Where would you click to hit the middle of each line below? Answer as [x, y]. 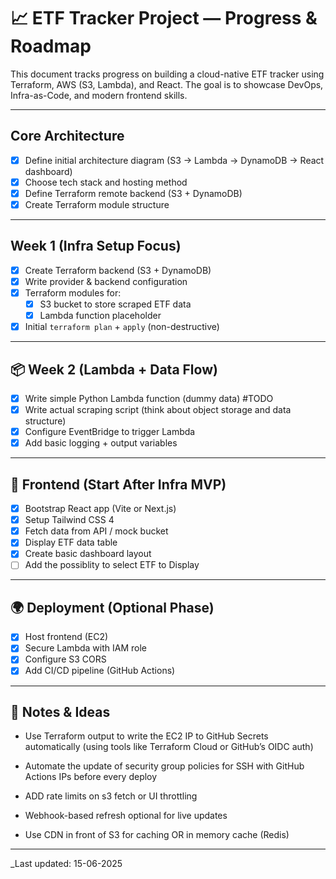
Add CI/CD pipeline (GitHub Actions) [100, 671]
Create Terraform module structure [97, 204]
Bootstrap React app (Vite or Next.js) [100, 509]
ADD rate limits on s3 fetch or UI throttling [111, 796]
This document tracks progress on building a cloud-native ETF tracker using [167, 74]
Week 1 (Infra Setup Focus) [96, 246]
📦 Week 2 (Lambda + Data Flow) [114, 369]
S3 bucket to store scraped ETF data [115, 304]
